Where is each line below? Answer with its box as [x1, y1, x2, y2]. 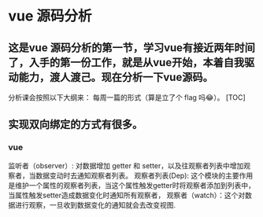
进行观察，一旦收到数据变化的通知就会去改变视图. [14, 200, 176, 209]
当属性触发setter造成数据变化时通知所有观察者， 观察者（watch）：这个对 [8, 190, 246, 200]
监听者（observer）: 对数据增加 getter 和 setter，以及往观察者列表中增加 [8, 160, 244, 170]
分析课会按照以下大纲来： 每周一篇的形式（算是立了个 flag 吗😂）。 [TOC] [8, 93, 246, 102]
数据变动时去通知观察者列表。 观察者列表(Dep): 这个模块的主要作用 [35, 171, 254, 180]
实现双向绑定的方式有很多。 [8, 118, 143, 131]
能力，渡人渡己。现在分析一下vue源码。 [18, 70, 214, 83]
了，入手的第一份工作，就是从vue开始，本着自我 [8, 56, 245, 69]
